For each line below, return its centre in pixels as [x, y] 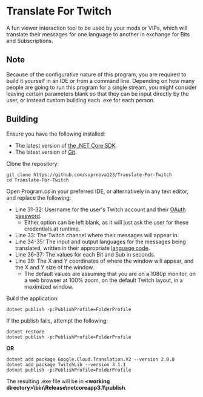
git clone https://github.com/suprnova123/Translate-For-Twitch [89, 175]
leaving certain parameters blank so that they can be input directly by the [98, 94]
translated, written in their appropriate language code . [82, 248]
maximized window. [49, 286]
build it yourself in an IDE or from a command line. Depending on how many [101, 80]
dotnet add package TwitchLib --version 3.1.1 [66, 364]
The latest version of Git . [46, 152]
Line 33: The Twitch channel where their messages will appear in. [97, 235]
